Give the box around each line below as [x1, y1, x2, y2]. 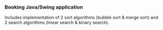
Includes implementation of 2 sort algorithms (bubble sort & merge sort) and [4, 15, 159, 20]
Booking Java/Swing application [4, 4, 83, 10]
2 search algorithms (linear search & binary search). [4, 20, 110, 25]
